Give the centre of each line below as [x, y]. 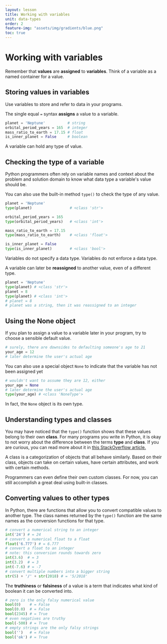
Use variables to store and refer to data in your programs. [64, 104]
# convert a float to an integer [40, 548]
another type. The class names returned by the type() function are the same [83, 515]
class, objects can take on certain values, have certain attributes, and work [82, 462]
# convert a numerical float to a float [48, 539]
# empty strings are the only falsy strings [52, 628]
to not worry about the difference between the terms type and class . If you [82, 442]
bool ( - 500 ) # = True [27, 623]
